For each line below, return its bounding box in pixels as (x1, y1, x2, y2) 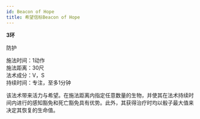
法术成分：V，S (6, 71, 45, 79)
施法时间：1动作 (6, 57, 45, 64)
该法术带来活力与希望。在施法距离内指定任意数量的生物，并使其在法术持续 (6, 92, 189, 99)
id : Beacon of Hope (6, 8, 55, 15)
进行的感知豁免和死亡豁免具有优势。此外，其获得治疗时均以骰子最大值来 (16, 99, 194, 106)
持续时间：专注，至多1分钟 (6, 79, 71, 86)
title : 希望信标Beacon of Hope (6, 14, 80, 20)
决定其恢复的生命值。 (6, 107, 58, 114)
